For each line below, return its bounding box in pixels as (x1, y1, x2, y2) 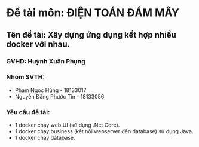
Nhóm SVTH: (6, 73, 45, 81)
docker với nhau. (6, 39, 71, 49)
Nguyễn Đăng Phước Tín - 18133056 (14, 93, 105, 100)
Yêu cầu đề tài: (6, 108, 50, 116)
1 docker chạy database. (14, 134, 75, 142)
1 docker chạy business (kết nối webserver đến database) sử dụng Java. (14, 128, 194, 135)
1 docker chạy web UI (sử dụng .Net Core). (14, 121, 120, 128)
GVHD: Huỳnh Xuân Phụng (6, 57, 85, 65)
